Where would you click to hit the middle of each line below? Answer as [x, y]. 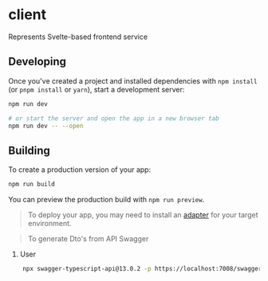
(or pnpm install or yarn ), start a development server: [97, 89]
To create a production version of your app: [80, 170]
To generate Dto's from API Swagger [88, 239]
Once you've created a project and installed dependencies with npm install [133, 80]
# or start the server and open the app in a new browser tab [114, 118]
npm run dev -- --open [46, 126]
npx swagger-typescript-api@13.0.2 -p [87, 269]
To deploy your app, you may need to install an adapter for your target [143, 215]
